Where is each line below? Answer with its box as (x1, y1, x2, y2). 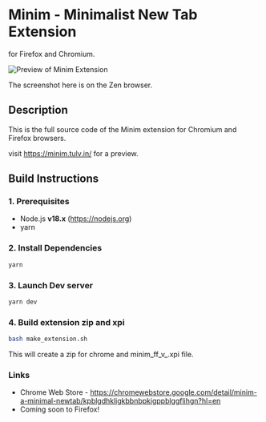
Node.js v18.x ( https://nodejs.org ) (19, 214, 132, 223)
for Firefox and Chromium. (8, 49, 95, 58)
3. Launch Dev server (8, 279, 94, 291)
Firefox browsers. (8, 133, 66, 143)
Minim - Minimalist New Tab (8, 6, 198, 24)
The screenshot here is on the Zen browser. (8, 80, 153, 90)
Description (8, 103, 68, 117)
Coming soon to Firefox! (19, 404, 100, 414)
